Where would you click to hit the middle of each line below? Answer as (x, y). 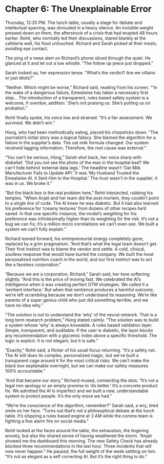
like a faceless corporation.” (33, 265)
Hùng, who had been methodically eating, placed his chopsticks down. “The (82, 132)
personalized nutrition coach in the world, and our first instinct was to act (79, 259)
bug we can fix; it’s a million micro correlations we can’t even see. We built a (82, 224)
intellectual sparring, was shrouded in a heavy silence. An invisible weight (79, 27)
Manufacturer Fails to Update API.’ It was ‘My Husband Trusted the (72, 173)
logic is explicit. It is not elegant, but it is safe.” (52, 340)
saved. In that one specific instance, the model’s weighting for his (71, 213)
